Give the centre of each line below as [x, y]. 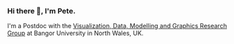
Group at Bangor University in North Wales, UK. [75, 33]
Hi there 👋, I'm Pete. [42, 11]
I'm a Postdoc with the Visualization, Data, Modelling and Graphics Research [117, 26]
